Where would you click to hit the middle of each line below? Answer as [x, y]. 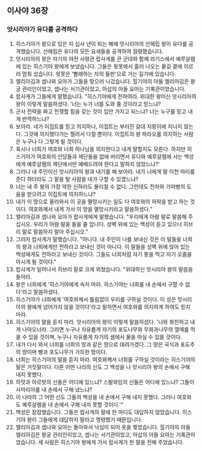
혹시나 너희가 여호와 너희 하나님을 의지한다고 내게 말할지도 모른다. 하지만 [100, 149]
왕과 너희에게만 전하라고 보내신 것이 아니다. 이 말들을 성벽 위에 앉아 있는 [106, 247]
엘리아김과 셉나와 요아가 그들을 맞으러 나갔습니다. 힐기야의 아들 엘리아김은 [102, 81]
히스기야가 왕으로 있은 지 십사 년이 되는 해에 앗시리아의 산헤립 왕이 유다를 [101, 43]
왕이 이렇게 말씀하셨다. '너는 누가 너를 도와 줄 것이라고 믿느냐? [88, 103]
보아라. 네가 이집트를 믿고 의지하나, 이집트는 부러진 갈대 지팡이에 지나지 [99, 126]
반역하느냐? [36, 118]
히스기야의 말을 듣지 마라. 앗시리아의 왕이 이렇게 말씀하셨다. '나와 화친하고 [102, 322]
